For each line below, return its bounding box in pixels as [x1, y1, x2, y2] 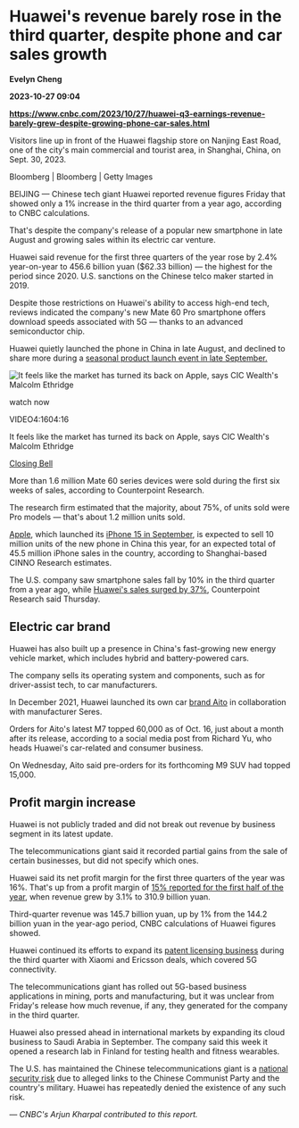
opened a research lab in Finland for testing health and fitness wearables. [9, 1046, 280, 1057]
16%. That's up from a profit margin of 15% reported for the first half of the [9, 882, 284, 892]
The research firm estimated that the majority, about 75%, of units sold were [9, 502, 290, 512]
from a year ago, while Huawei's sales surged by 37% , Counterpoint [9, 584, 261, 594]
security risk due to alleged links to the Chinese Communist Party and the [9, 1073, 280, 1083]
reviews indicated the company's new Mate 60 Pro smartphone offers [9, 306, 266, 318]
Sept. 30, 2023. [9, 153, 67, 164]
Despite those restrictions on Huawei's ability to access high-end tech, [9, 297, 270, 308]
